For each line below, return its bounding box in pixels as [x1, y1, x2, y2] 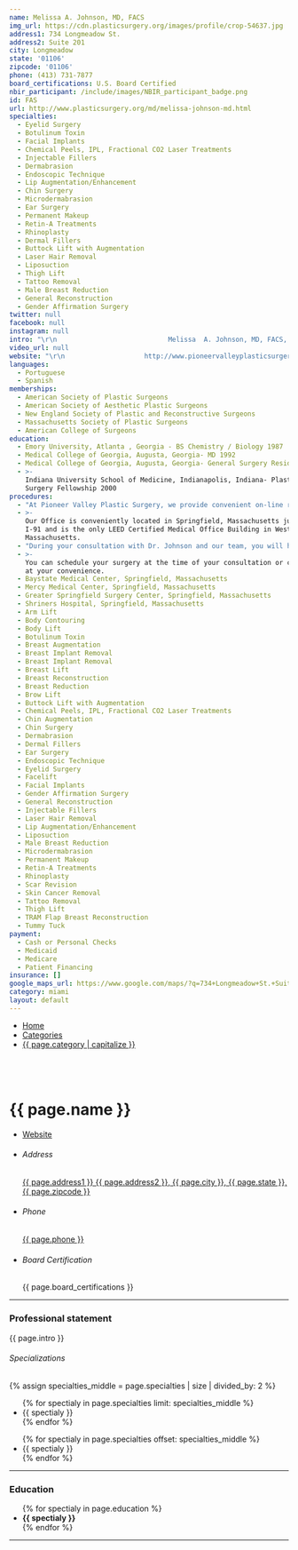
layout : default [9, 996, 69, 1005]
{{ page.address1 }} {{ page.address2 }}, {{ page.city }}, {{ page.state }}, [21, 1176, 287, 1187]
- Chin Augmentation [17, 715, 93, 724]
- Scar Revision [17, 880, 77, 889]
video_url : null [9, 343, 69, 352]
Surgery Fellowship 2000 [25, 483, 117, 493]
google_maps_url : [9, 979, 74, 989]
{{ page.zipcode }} [21, 1186, 90, 1196]
